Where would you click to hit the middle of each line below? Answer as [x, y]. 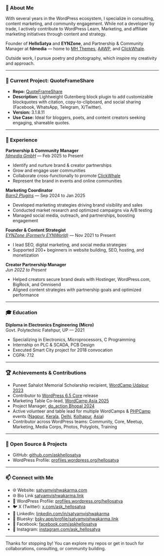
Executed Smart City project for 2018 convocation [63, 350]
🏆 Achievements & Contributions [46, 373]
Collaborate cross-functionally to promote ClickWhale [66, 175]
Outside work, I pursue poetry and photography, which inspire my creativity [81, 58]
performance [26, 295]
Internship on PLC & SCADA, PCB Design [53, 345]
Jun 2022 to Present [26, 270]
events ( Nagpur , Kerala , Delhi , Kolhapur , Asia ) [58, 417]
